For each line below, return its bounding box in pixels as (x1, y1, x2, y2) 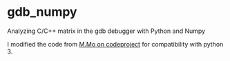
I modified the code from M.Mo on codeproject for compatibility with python (7, 40, 224, 48)
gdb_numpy (7, 4, 77, 20)
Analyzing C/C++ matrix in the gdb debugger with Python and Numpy (7, 27, 206, 35)
